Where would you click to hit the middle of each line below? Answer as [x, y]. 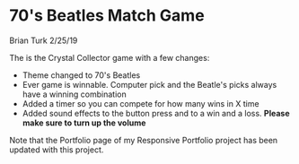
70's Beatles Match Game [107, 16]
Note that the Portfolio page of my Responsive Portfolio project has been [144, 140]
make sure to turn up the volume [84, 123]
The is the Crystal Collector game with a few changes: [110, 57]
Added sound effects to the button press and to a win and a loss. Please [156, 113]
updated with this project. [57, 150]
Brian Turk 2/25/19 [44, 40]
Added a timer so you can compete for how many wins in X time [141, 103]
